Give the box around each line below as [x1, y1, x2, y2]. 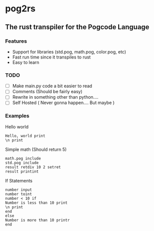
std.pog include [5, 160, 39, 165]
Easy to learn [12, 59, 40, 65]
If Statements [5, 177, 33, 183]
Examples [5, 113, 30, 119]
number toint [5, 191, 32, 196]
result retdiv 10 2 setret [5, 165, 61, 170]
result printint [5, 169, 39, 174]
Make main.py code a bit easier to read [12, 83, 92, 89]
